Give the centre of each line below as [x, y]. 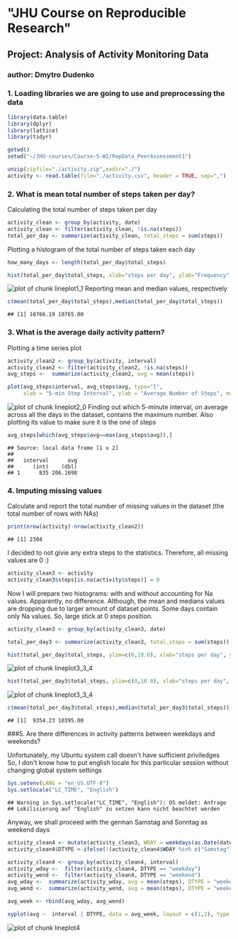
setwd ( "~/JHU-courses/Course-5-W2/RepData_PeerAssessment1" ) [100, 157]
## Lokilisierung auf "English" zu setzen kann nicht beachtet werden [114, 809]
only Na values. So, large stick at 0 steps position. [80, 616]
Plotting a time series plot [44, 348]
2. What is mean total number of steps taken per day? [101, 194]
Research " [39, 28]
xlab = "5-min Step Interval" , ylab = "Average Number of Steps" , [123, 393]
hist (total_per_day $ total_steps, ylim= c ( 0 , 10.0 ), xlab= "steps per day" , [117, 655]
